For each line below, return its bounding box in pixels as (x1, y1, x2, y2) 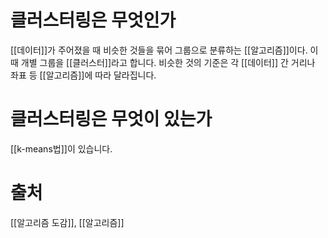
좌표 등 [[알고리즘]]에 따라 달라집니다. (10, 69, 157, 81)
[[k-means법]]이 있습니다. (10, 142, 113, 155)
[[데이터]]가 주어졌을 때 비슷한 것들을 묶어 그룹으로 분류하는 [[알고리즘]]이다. (10, 44, 308, 56)
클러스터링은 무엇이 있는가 (10, 108, 213, 131)
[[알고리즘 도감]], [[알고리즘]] (10, 216, 125, 228)
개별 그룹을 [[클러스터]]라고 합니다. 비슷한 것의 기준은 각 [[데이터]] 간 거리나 (20, 56, 316, 68)
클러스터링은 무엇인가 (10, 9, 177, 32)
